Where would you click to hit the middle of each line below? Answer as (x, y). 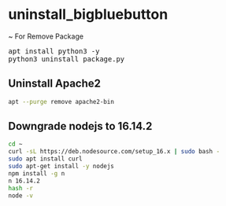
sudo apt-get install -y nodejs (61, 167)
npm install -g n (37, 173)
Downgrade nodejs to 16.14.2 (80, 126)
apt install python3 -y (54, 51)
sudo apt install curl (45, 159)
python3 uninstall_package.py (67, 59)
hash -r (21, 188)
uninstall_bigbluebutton (88, 15)
